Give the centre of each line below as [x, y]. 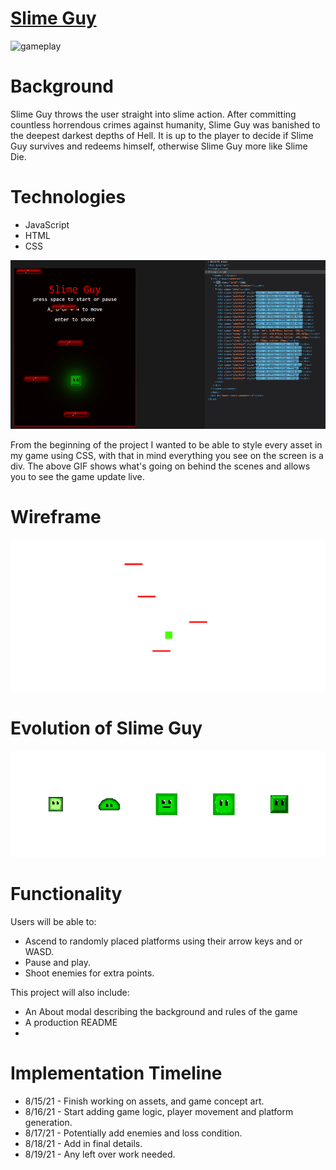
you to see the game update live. [77, 476]
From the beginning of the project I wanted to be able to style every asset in [166, 444]
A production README [71, 1022]
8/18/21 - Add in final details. [83, 1143]
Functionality [66, 893]
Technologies [68, 197]
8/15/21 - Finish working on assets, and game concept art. [144, 1101]
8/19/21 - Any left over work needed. [100, 1154]
